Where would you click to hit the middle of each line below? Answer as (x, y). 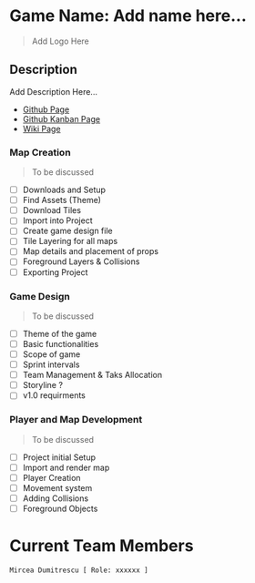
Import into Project (57, 220)
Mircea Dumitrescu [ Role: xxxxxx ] (79, 570)
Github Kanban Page (61, 118)
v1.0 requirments (54, 395)
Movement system (57, 487)
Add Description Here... (54, 91)
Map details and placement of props (91, 251)
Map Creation (40, 152)
